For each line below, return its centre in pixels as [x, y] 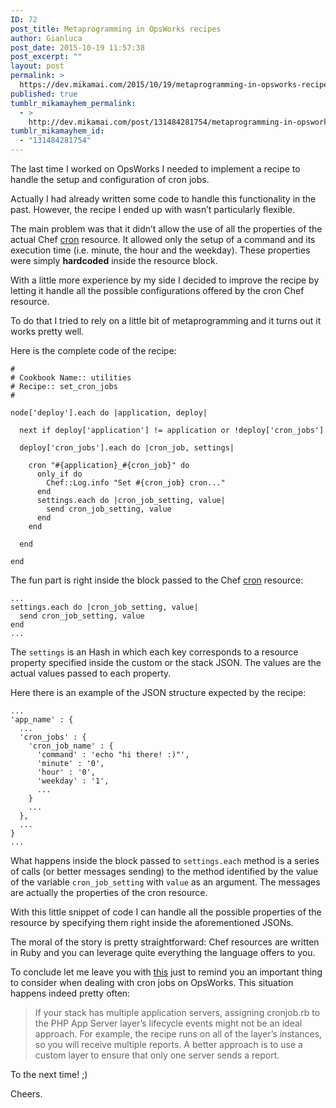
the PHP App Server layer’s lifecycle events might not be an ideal [168, 1023]
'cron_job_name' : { [71, 746]
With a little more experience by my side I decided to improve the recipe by [165, 280]
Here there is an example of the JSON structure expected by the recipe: [158, 692]
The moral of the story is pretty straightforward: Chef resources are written [165, 942]
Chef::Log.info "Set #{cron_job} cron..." [136, 483]
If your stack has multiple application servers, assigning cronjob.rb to [177, 1012]
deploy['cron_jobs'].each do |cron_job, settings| [127, 448]
